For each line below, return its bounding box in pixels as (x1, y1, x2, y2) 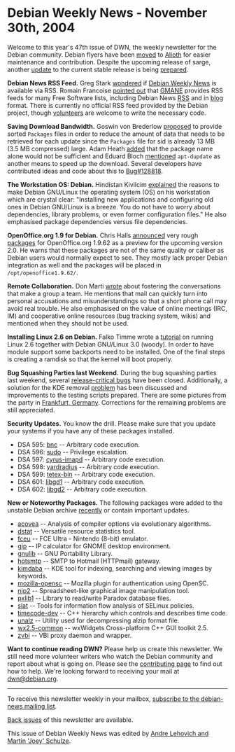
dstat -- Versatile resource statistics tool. (17, 527, 136, 535)
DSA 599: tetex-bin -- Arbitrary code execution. (17, 470, 155, 478)
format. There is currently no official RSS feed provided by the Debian (7, 101, 208, 109)
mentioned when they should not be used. (7, 319, 129, 327)
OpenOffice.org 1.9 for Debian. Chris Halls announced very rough (7, 231, 199, 239)
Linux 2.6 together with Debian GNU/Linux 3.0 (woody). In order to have (7, 340, 215, 348)
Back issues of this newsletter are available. (7, 716, 134, 724)
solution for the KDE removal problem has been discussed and (7, 383, 187, 391)
